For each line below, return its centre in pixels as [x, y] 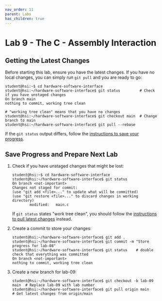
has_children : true [25, 19]
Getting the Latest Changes [47, 61]
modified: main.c [49, 205]
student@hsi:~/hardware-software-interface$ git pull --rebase [70, 125]
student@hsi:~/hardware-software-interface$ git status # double [83, 250]
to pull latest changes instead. [42, 219]
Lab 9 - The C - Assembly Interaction [81, 43]
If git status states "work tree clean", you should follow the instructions [84, 214]
